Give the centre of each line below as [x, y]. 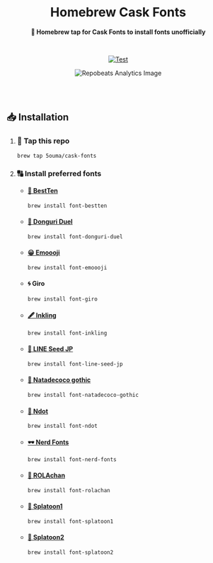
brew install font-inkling [67, 333]
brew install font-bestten [67, 206]
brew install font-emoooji [67, 267]
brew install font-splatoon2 [70, 552]
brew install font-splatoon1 [70, 521]
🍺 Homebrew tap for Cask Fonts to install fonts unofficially [118, 32]
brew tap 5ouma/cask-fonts [57, 156]
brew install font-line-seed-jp [75, 364]
